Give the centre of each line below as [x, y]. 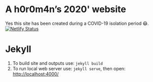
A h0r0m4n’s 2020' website [66, 9]
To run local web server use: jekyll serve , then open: [69, 68]
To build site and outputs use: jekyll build [58, 63]
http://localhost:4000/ [36, 74]
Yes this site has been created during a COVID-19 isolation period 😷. [77, 23]
